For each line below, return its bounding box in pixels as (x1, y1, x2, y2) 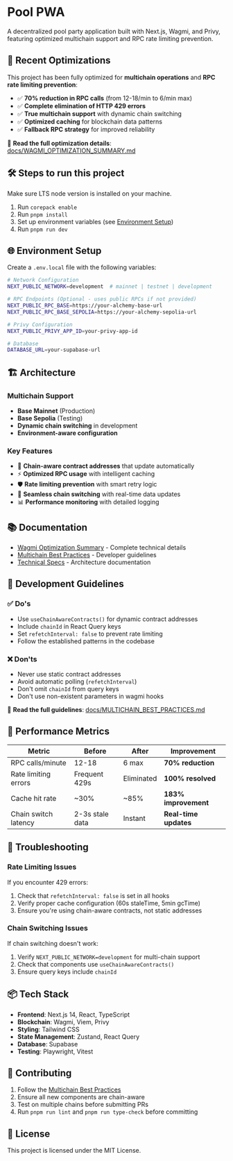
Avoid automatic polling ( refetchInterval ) (17, 677, 137, 686)
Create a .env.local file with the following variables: (7, 263, 157, 271)
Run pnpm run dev (17, 225, 68, 233)
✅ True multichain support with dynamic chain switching (17, 109, 182, 118)
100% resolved (164, 773, 216, 783)
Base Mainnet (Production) (17, 407, 96, 415)
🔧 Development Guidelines (7, 578, 125, 590)
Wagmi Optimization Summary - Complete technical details (17, 543, 187, 552)
